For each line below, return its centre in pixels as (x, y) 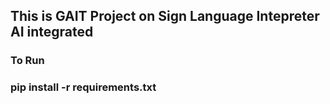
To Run (27, 61)
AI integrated (52, 32)
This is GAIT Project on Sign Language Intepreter (165, 16)
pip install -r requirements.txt (83, 87)
